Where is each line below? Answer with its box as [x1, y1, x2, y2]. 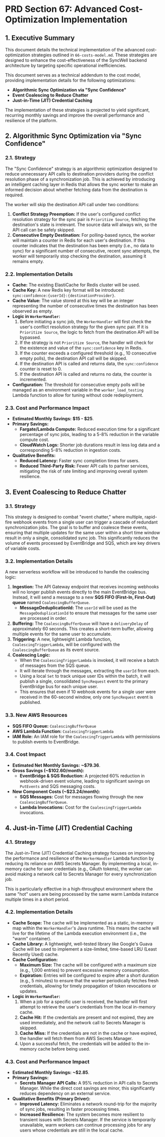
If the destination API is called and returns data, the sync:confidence [19, 360, 159, 366]
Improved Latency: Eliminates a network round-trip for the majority [19, 1101, 157, 1107]
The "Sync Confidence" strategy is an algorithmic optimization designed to [5, 166, 158, 172]
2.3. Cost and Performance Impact [5, 404, 90, 411]
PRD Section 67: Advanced [5, 3, 118, 15]
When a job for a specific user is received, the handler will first [19, 999, 147, 1005]
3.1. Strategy [5, 503, 36, 510]
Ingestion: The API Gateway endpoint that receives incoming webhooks [12, 584, 159, 590]
